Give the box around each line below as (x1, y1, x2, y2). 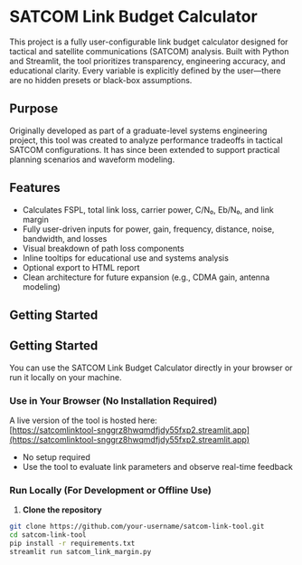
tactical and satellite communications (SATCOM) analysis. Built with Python (9, 45, 289, 56)
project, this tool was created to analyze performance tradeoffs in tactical (9, 134, 283, 146)
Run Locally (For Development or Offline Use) (9, 484, 212, 496)
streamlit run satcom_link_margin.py (9, 547, 152, 556)
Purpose (9, 101, 59, 117)
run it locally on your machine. (9, 371, 122, 382)
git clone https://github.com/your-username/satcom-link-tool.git (9, 522, 265, 531)
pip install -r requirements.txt (9, 539, 136, 549)
